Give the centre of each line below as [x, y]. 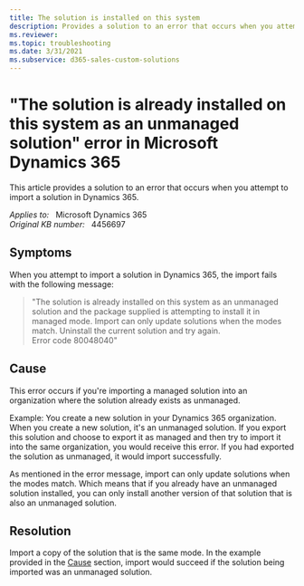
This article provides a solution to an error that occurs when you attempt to [149, 187]
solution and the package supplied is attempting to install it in [146, 311]
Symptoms [41, 253]
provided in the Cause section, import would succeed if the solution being [147, 562]
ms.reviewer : [34, 34]
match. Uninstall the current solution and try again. [126, 331]
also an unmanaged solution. [63, 503]
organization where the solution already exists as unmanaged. [125, 400]
